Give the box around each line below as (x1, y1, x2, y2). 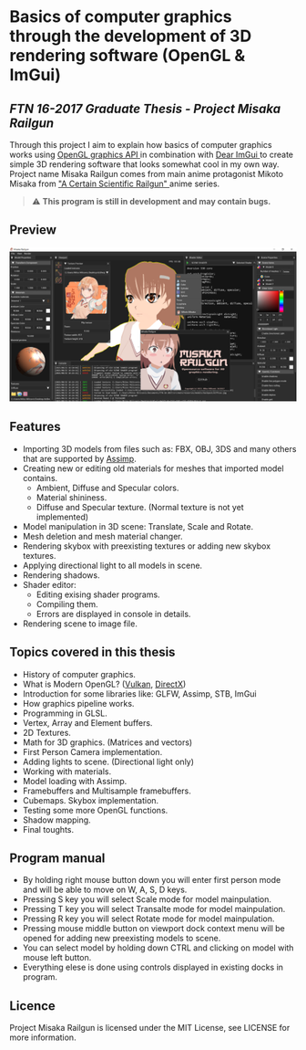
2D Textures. (22, 727, 71, 738)
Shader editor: (22, 579, 77, 590)
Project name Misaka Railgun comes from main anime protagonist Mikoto (9, 169, 284, 179)
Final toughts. (22, 824, 75, 835)
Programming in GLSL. (22, 708, 107, 719)
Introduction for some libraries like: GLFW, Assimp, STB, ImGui (22, 688, 257, 699)
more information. (9, 1032, 76, 1043)
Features (9, 419, 61, 435)
